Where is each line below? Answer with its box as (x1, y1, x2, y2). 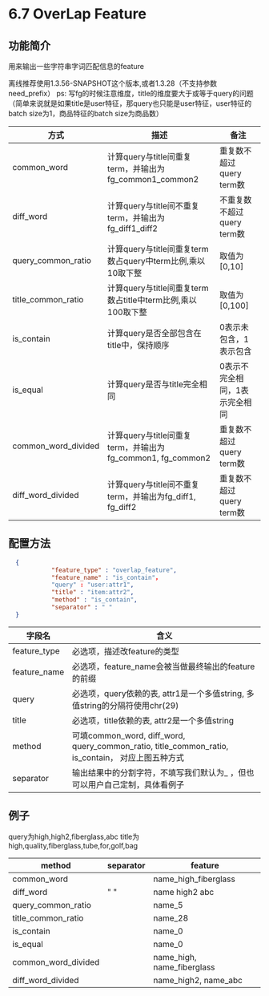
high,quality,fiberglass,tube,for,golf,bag (8, 840, 139, 850)
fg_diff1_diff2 (106, 223, 159, 233)
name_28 (153, 912, 189, 923)
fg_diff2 (106, 502, 137, 512)
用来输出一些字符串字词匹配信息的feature (8, 62, 144, 71)
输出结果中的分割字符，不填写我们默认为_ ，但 (71, 767, 247, 778)
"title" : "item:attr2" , (50, 589, 134, 597)
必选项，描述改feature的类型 (71, 646, 180, 657)
